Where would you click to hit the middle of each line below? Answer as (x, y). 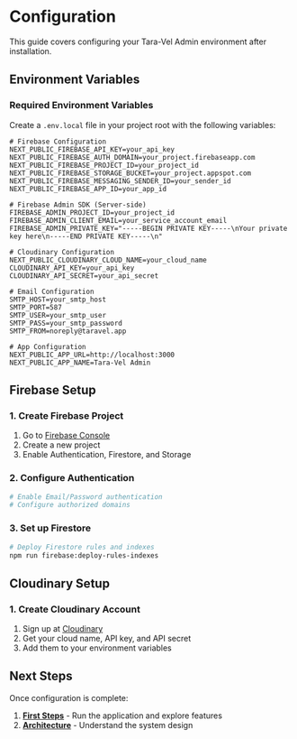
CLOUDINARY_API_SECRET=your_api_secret (84, 276)
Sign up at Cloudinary (63, 629)
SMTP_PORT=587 (36, 307)
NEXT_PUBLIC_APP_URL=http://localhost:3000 (92, 355)
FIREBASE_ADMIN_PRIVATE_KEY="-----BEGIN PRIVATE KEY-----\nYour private (148, 228)
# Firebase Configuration (58, 142)
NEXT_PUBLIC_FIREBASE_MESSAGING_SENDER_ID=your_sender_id (120, 181)
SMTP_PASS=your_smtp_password (66, 323)
